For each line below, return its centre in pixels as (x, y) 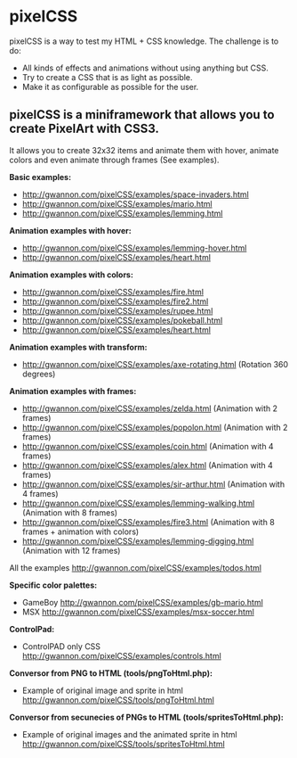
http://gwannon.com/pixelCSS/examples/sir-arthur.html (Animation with (153, 484)
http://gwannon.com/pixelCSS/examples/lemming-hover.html (134, 248)
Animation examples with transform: (78, 347)
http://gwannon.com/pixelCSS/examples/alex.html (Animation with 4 (148, 465)
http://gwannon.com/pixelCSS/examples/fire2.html (115, 301)
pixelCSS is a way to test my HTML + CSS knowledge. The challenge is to (144, 41)
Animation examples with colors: (71, 275)
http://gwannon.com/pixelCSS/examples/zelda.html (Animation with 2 (150, 408)
